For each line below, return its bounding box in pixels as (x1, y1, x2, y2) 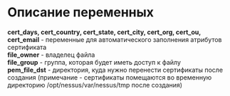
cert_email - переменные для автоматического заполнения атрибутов (7, 35, 222, 43)
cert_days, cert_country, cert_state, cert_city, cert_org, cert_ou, (7, 28, 202, 36)
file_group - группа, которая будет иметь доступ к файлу (7, 58, 182, 66)
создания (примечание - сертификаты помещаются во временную (7, 73, 212, 82)
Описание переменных (7, 4, 155, 21)
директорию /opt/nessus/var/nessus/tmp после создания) (7, 80, 183, 89)
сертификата (7, 43, 47, 51)
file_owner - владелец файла (7, 50, 95, 59)
